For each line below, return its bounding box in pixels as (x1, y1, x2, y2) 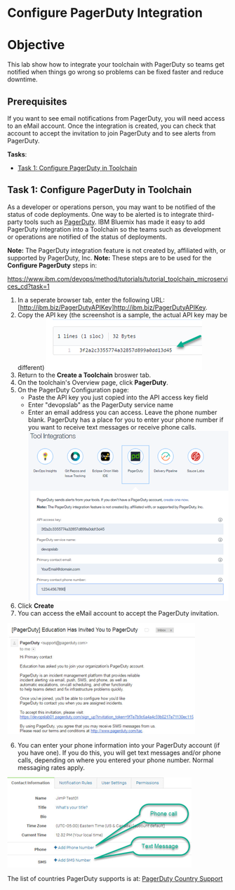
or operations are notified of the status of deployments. (7, 232, 168, 241)
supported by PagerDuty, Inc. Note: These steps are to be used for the (7, 253, 212, 262)
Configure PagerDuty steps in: (7, 261, 98, 270)
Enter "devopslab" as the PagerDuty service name (27, 400, 174, 409)
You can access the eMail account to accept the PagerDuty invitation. (17, 609, 220, 617)
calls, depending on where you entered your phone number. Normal (17, 756, 214, 764)
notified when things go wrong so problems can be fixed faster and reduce (7, 68, 224, 77)
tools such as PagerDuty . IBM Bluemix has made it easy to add (24, 218, 206, 226)
